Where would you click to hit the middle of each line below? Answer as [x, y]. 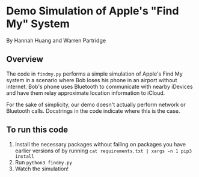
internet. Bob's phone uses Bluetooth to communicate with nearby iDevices [100, 86]
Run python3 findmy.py [43, 162]
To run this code [37, 130]
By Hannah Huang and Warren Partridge [56, 40]
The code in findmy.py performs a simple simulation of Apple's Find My [95, 74]
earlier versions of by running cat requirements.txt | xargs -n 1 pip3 [103, 151]
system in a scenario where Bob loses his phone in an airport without [92, 80]
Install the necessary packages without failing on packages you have [100, 144]
